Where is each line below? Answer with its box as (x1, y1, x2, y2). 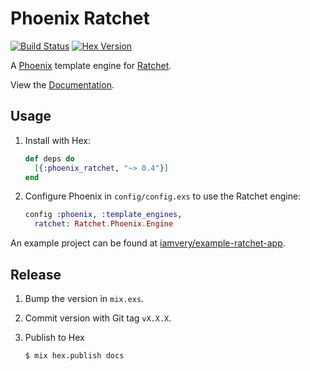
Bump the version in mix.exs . (24, 292, 145, 304)
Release (10, 266, 62, 283)
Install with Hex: (24, 134, 92, 146)
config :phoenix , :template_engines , (24, 210, 183, 220)
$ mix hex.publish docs (24, 350, 125, 361)
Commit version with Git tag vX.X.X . (24, 312, 172, 324)
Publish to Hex (24, 331, 85, 343)
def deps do (24, 153, 75, 164)
